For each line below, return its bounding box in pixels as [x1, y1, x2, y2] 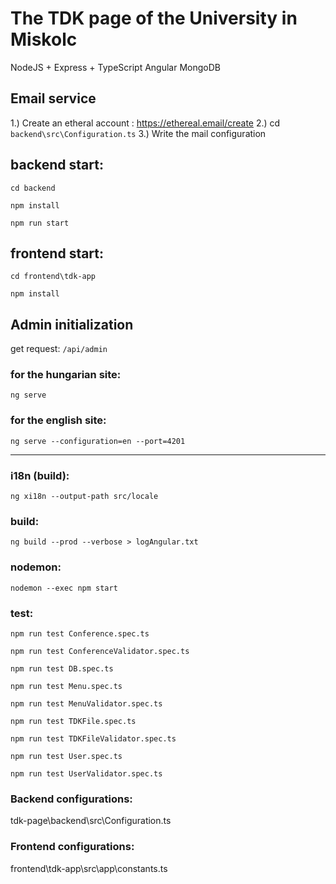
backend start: [10, 157, 104, 174]
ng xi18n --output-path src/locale [10, 492, 159, 502]
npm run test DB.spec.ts [10, 663, 114, 674]
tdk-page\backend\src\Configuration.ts [10, 815, 172, 827]
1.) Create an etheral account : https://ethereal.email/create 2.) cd [10, 117, 281, 129]
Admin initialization [10, 316, 134, 333]
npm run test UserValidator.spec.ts [10, 768, 163, 779]
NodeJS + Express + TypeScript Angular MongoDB [10, 61, 221, 73]
